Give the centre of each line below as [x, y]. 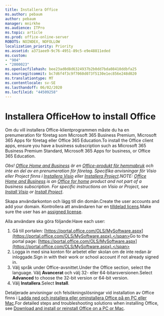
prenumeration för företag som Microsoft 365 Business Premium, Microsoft [81, 135]
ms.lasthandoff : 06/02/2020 [34, 87]
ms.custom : [16, 55]
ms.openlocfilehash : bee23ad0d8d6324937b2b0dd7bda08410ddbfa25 [71, 69]
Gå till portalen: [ [29, 231]
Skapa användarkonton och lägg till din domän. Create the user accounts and [82, 201]
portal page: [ [26, 241]
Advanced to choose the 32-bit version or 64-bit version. [70, 278]
